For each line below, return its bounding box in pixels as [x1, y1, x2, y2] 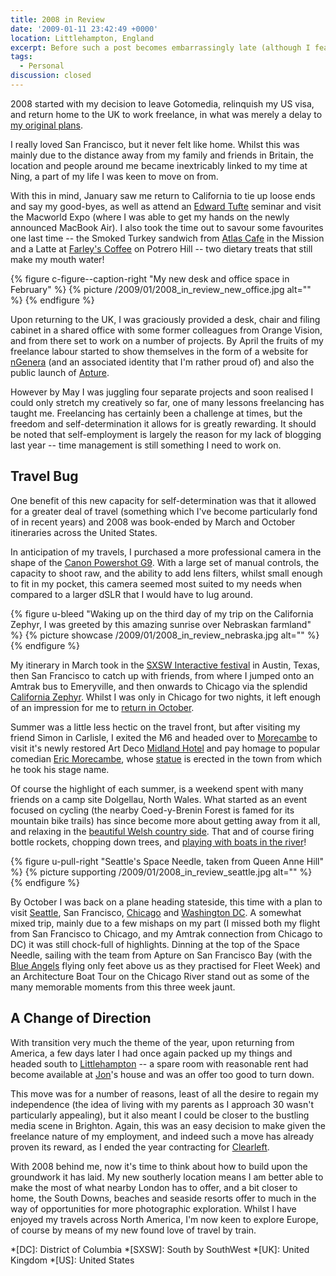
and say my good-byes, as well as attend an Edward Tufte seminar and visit [10, 200, 322, 212]
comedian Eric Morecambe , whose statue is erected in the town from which [10, 752, 322, 765]
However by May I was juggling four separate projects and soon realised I [10, 386, 314, 398]
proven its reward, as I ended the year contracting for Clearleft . [10, 1141, 270, 1153]
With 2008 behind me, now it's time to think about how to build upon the [10, 1160, 308, 1172]
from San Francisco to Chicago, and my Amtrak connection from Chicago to [10, 927, 323, 940]
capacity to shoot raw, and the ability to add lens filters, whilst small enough [10, 567, 323, 579]
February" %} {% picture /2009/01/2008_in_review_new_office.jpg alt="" [10, 283, 312, 295]
